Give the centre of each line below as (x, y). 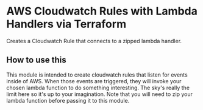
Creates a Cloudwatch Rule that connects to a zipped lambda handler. (94, 41)
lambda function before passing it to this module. (68, 100)
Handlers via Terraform (66, 24)
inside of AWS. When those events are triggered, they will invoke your (94, 81)
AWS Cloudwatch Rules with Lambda (102, 11)
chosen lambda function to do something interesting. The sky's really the (98, 88)
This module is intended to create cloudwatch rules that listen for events (97, 75)
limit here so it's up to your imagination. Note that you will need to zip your (100, 94)
